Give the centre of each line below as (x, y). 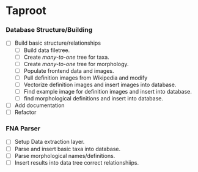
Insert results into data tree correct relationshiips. (76, 162)
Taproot (26, 11)
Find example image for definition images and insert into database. (108, 91)
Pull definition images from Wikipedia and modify (86, 78)
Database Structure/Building (49, 30)
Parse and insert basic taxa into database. (67, 149)
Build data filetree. (47, 50)
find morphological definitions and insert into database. (93, 98)
